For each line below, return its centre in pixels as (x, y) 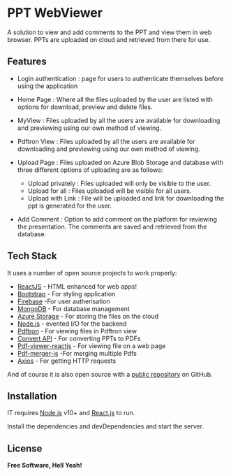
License (25, 448)
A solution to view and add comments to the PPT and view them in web (110, 32)
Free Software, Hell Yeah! (45, 466)
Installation (32, 396)
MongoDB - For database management (74, 308)
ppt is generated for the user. (69, 205)
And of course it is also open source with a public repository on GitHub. (110, 374)
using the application (47, 86)
